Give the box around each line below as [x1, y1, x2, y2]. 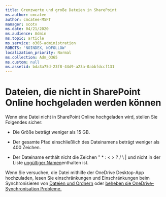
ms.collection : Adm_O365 [5, 54, 58, 60]
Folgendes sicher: [5, 119, 43, 125]
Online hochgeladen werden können [5, 97, 161, 108]
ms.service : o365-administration [5, 41, 76, 46]
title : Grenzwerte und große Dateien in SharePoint [5, 7, 117, 13]
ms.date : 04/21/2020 [5, 26, 49, 32]
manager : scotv [5, 21, 38, 27]
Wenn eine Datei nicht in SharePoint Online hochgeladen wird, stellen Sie [5, 114, 158, 120]
